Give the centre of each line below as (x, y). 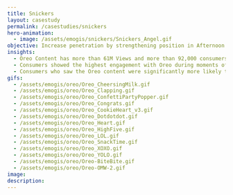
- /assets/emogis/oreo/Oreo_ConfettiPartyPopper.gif (91, 98)
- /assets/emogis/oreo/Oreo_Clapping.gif (74, 91)
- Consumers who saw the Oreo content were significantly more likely (118, 71)
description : (26, 180)
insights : (21, 53)
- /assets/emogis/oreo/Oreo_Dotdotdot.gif (76, 116)
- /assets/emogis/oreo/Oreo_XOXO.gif (68, 149)
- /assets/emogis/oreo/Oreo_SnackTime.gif (76, 142)
